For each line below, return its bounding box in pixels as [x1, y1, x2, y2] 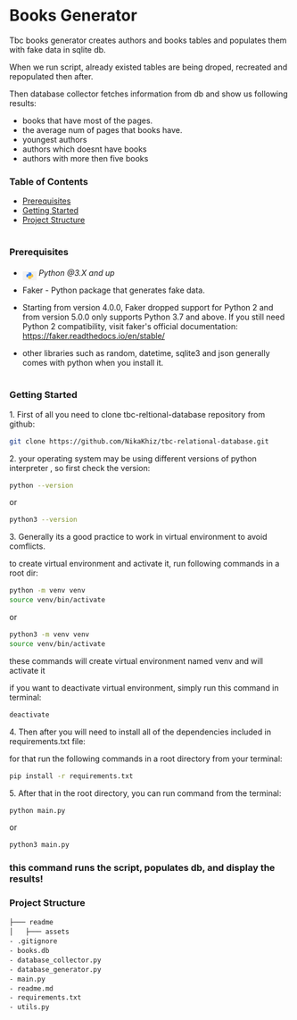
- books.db [9, 947, 50, 956]
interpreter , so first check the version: [9, 462, 151, 473]
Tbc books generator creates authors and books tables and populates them [9, 35, 287, 46]
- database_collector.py [9, 956, 102, 965]
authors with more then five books [21, 153, 149, 163]
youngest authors [21, 134, 87, 145]
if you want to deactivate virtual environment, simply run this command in [9, 682, 279, 692]
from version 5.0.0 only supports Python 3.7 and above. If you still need [21, 311, 285, 322]
